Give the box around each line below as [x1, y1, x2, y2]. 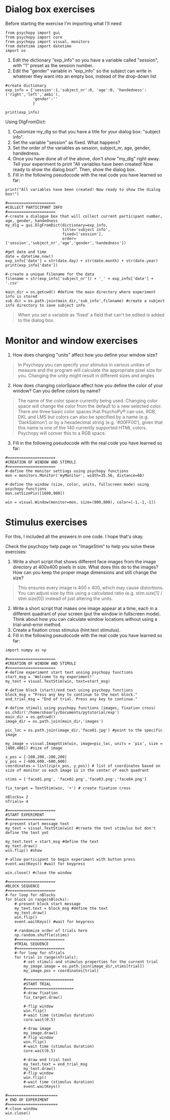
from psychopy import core [5, 35, 63, 40]
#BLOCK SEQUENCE [5, 883, 40, 888]
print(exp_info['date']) [5, 263, 58, 268]
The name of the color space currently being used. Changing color [17, 397, 158, 404]
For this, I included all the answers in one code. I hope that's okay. [5, 533, 144, 539]
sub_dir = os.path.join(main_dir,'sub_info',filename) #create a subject [5, 298, 165, 303]
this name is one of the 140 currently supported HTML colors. [17, 424, 148, 430]
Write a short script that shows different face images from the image [12, 558, 156, 564]
